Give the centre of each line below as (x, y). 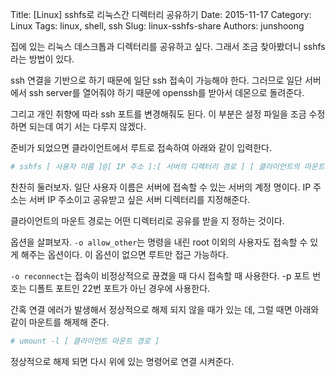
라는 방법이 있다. (42, 59)
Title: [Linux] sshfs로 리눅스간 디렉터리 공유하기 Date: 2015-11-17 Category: (161, 14)
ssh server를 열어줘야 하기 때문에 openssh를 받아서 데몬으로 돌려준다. (166, 92)
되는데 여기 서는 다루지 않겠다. (87, 126)
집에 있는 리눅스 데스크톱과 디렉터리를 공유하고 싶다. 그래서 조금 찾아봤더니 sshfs (168, 46)
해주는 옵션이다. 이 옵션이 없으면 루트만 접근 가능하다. (124, 254)
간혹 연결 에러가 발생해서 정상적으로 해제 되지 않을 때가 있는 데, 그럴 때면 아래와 (165, 309)
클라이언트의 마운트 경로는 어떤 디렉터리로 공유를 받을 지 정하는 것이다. (147, 220)
